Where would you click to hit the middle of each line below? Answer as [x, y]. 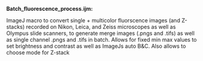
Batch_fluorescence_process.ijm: [49, 9]
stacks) [16, 27]
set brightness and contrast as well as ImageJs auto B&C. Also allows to [96, 46]
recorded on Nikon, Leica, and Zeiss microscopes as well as [101, 27]
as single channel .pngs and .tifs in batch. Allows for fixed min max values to [101, 40]
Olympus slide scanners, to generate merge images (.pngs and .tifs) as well [101, 33]
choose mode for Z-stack [38, 53]
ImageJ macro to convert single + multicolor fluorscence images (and [93, 20]
